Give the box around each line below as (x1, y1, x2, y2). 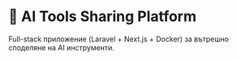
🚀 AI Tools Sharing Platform (8, 7, 197, 26)
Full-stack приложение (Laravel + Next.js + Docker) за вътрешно (8, 34, 230, 44)
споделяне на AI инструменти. (8, 42, 115, 52)
